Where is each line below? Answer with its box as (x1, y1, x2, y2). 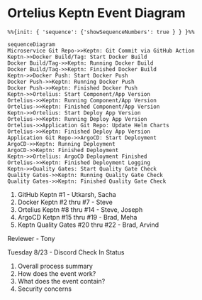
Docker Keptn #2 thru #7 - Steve (17, 198, 113, 206)
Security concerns (17, 284, 72, 293)
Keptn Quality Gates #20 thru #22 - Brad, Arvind (17, 220, 159, 229)
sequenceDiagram (7, 41, 55, 48)
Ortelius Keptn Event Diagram (7, 5, 186, 21)
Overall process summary (17, 262, 94, 270)
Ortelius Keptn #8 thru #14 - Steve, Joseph (17, 205, 143, 214)
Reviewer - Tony (7, 234, 55, 242)
